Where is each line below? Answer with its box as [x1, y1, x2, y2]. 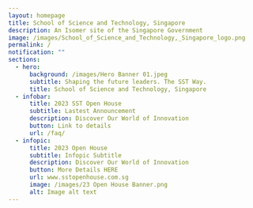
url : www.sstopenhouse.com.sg [28, 173, 129, 182]
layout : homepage [8, 11, 66, 20]
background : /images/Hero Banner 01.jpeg [28, 70, 168, 78]
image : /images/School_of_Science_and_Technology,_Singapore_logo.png [8, 33, 246, 42]
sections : [8, 56, 41, 64]
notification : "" [8, 48, 66, 56]
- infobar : [15, 93, 51, 100]
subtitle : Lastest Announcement [28, 108, 136, 115]
